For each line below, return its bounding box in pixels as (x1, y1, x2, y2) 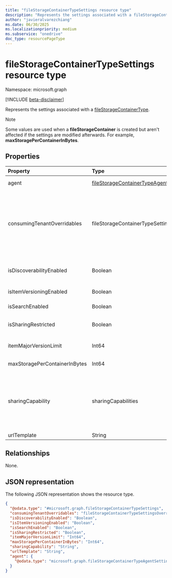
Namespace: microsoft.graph (5, 86, 67, 93)
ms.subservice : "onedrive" (5, 31, 63, 37)
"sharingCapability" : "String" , (10, 544, 79, 550)
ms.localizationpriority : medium (5, 27, 77, 32)
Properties (5, 152, 40, 161)
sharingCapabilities (92, 397, 138, 405)
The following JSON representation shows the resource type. (5, 491, 135, 497)
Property (8, 167, 30, 174)
